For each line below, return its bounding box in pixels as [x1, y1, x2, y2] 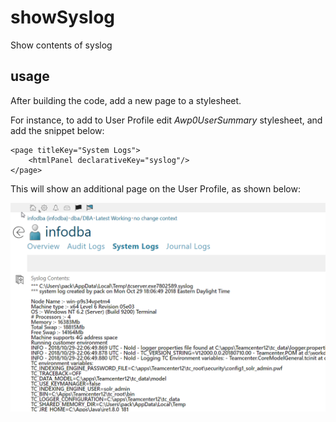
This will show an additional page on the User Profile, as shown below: [10, 182, 301, 195]
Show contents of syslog [10, 39, 113, 51]
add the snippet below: [10, 124, 105, 136]
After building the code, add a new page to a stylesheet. [10, 94, 242, 106]
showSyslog [10, 6, 116, 29]
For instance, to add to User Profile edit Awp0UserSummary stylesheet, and [10, 114, 323, 126]
